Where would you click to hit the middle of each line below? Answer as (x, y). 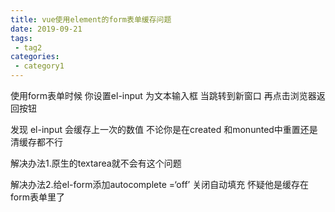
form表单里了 (37, 197)
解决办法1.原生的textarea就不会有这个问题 (96, 163)
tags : (21, 38)
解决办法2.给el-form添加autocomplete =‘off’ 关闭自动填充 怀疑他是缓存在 (160, 184)
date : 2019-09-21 (46, 29)
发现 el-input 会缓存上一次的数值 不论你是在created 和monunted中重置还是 (164, 129)
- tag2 (28, 47)
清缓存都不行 (36, 142)
